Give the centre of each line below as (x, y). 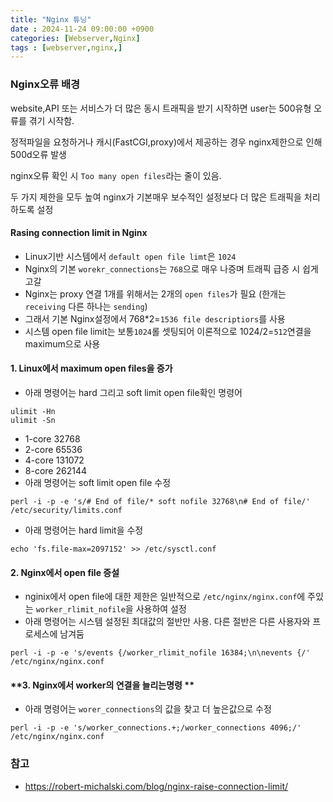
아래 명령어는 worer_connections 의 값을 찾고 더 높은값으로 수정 (148, 709)
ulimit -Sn (33, 420)
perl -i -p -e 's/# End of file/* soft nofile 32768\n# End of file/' (160, 501)
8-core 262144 (55, 470)
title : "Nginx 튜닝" (51, 19)
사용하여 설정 (161, 609)
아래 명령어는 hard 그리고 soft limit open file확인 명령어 (133, 392)
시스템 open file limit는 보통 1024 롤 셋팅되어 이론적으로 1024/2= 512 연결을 (168, 331)
